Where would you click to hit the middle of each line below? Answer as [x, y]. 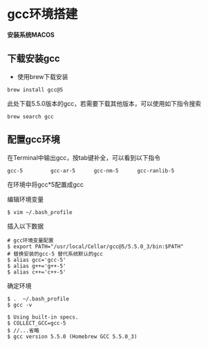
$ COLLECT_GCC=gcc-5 [37, 323]
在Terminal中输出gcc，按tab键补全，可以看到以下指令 [84, 157]
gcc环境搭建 [42, 14]
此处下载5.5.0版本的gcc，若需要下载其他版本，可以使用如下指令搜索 [104, 103]
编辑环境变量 [25, 199]
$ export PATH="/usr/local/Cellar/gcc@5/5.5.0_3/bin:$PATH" [96, 247]
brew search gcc [30, 116]
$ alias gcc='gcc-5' [37, 260]
